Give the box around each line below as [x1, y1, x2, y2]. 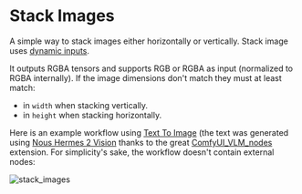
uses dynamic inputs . [9, 45, 89, 56]
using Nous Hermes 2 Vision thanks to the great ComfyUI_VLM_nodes [9, 137, 273, 148]
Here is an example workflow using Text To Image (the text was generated [9, 127, 289, 138]
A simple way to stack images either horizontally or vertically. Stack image [9, 36, 289, 46]
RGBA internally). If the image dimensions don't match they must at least [9, 72, 283, 83]
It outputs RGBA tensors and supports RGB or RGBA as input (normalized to [9, 63, 294, 74]
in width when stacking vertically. [22, 99, 149, 110]
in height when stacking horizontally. [22, 109, 162, 120]
